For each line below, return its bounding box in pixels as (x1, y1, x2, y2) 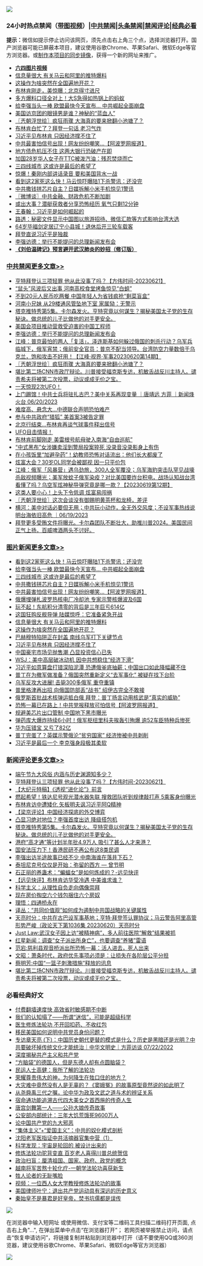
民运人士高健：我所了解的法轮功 (14, 1067, 95, 1074)
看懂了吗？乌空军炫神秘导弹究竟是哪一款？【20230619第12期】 (14, 481, 173, 488)
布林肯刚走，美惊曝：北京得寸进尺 (14, 87, 100, 94)
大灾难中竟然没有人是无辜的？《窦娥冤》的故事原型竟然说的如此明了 (14, 1082, 185, 1089)
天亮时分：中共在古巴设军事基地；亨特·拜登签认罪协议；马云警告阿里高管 (14, 914, 197, 922)
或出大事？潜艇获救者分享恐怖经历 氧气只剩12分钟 (14, 200, 139, 208)
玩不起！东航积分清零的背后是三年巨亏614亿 (14, 603, 125, 610)
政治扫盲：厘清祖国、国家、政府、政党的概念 (14, 1157, 127, 1164)
